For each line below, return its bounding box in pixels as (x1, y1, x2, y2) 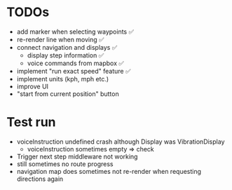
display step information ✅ (27, 50, 104, 60)
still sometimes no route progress (16, 159, 114, 168)
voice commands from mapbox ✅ (27, 59, 124, 67)
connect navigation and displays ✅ (16, 43, 118, 51)
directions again (16, 175, 64, 183)
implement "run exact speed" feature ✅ (16, 67, 131, 75)
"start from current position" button (16, 89, 120, 98)
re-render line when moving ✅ (16, 35, 104, 43)
